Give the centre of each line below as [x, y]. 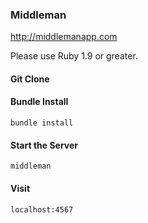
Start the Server [44, 145]
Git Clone [30, 79]
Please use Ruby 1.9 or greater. [74, 56]
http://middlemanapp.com [64, 37]
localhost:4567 [42, 209]
